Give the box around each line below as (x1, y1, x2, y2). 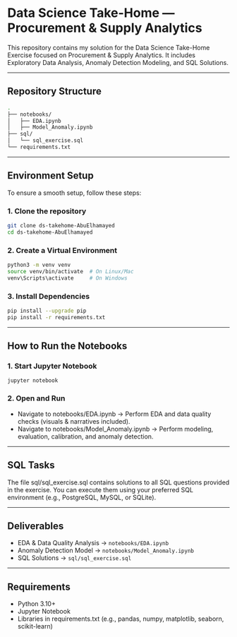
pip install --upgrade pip (7, 307, 87, 314)
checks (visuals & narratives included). (17, 417, 130, 425)
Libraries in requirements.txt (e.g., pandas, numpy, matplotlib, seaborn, (17, 614, 224, 623)
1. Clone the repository (7, 206, 87, 216)
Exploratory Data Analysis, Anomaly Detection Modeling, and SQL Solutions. (7, 58, 229, 66)
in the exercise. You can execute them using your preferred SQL (7, 485, 194, 494)
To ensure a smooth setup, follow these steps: (7, 189, 142, 197)
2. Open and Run (7, 393, 66, 403)
